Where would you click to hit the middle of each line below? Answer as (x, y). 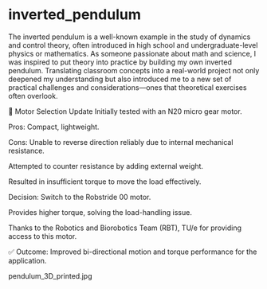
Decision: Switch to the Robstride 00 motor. (80, 197)
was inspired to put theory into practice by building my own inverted (120, 62)
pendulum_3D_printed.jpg (50, 275)
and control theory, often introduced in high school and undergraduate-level (133, 45)
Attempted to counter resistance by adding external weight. (106, 166)
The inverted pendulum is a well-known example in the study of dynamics (130, 37)
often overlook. (33, 96)
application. (27, 260)
